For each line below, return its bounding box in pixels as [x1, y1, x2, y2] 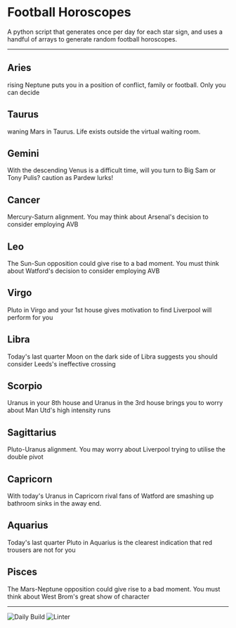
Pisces [7, 566, 37, 578]
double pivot [7, 453, 44, 461]
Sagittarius [7, 426, 57, 438]
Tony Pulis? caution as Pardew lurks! [7, 174, 114, 182]
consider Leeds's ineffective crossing [7, 359, 116, 368]
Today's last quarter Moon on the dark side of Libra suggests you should [7, 352, 218, 361]
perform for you [7, 313, 53, 321]
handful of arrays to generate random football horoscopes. [7, 34, 178, 43]
